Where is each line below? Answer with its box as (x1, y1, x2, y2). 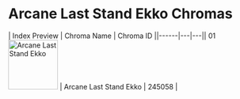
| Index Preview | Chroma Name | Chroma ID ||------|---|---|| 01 (8, 31, 216, 40)
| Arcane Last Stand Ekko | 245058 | (59, 82, 178, 91)
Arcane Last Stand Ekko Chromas (8, 5, 233, 23)
